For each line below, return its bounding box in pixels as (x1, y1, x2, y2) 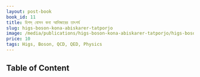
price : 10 (6, 36, 31, 42)
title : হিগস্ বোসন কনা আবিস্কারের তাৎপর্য (6, 19, 80, 25)
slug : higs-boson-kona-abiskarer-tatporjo (6, 25, 113, 31)
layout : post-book (6, 8, 52, 15)
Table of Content (6, 63, 70, 73)
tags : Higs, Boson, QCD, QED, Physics (6, 42, 102, 48)
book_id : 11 (6, 14, 36, 20)
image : (6, 31, 23, 36)
